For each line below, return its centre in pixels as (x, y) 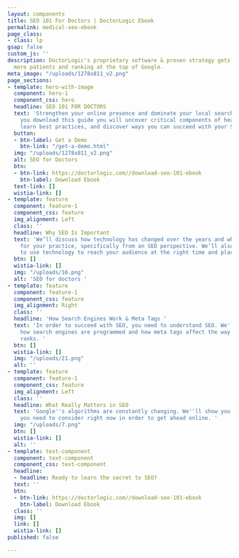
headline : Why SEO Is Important (62, 232)
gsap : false (25, 47)
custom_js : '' (28, 54)
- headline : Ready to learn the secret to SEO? (86, 478)
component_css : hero (44, 100)
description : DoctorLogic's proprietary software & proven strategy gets (119, 61)
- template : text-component (49, 451)
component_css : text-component (60, 465)
